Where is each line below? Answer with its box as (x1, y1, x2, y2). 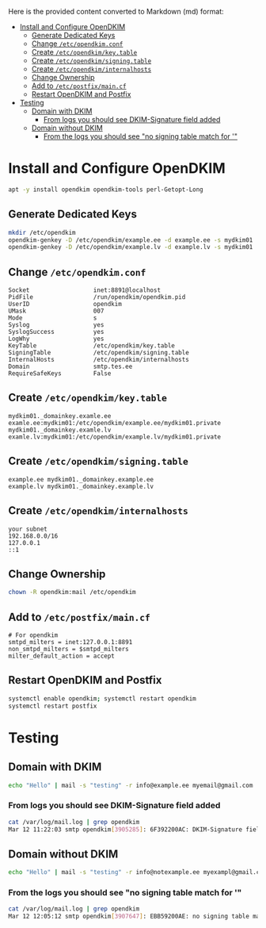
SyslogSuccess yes (8, 328, 104, 336)
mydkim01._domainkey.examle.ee (8, 412, 112, 420)
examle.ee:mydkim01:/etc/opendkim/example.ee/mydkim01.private (8, 419, 222, 427)
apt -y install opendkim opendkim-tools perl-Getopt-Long (8, 186, 203, 194)
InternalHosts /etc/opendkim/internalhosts (8, 356, 190, 364)
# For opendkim (8, 631, 59, 639)
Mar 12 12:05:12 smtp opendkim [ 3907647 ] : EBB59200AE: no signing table (8, 912, 249, 921)
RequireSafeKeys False (8, 370, 112, 378)
